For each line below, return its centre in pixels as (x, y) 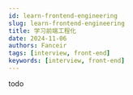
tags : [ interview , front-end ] (60, 53)
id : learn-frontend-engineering (63, 16)
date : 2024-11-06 (38, 38)
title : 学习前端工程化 (43, 31)
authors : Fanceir (38, 46)
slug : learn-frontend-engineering (67, 23)
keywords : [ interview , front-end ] (67, 61)
